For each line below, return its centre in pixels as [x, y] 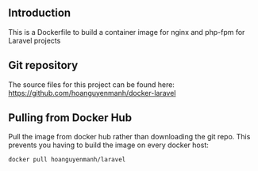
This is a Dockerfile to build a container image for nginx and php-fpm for [127, 32]
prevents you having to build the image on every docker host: [108, 145]
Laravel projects [35, 40]
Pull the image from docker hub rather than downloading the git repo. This [129, 137]
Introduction [40, 13]
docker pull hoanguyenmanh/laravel [67, 160]
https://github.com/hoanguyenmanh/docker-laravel [92, 93]
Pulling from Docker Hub [70, 118]
